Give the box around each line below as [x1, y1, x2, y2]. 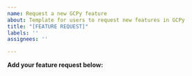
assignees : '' [7, 36, 49, 43]
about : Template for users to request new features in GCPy [7, 17, 186, 23]
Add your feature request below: [7, 61, 104, 69]
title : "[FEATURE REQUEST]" [7, 23, 89, 30]
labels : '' [7, 29, 39, 37]
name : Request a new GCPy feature [7, 10, 108, 17]
